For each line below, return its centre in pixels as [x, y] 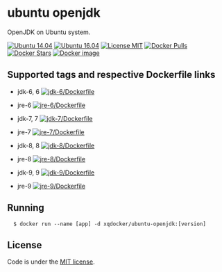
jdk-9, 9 [28, 173]
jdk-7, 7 [27, 118]
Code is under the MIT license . [51, 262]
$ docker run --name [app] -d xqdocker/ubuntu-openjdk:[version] [110, 224]
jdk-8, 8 [28, 145]
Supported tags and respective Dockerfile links [111, 75]
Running [26, 208]
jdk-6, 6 [28, 91]
